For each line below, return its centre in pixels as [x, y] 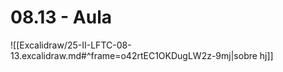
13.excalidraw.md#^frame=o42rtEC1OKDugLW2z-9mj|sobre [134, 55]
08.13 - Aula [61, 17]
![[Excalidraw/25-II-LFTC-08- [71, 45]
